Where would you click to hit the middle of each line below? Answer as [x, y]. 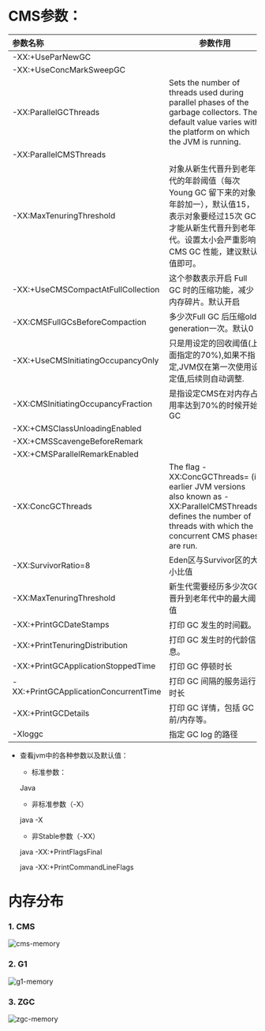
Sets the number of [204, 82]
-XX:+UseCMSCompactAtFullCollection [86, 289]
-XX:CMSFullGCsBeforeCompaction [80, 322]
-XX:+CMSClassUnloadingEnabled [77, 428]
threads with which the [211, 526]
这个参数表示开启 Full [208, 278]
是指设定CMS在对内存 [209, 393]
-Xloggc [28, 734]
